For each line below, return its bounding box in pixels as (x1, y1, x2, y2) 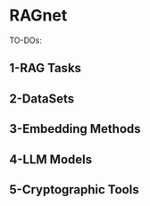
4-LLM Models (9, 152, 92, 167)
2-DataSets (9, 91, 74, 106)
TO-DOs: (9, 35, 42, 45)
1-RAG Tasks (9, 61, 82, 76)
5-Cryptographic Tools (9, 182, 140, 197)
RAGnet (9, 5, 68, 26)
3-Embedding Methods (9, 121, 141, 136)
